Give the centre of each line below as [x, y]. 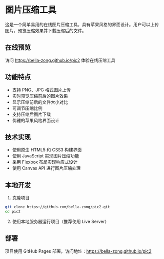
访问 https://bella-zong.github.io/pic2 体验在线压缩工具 [60, 60]
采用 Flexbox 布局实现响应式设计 [45, 162]
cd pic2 [13, 212]
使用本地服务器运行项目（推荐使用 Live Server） [61, 221]
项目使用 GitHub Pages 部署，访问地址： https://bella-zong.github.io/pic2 [78, 251]
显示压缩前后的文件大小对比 [40, 102]
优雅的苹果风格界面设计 [36, 120]
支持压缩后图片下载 [31, 114]
